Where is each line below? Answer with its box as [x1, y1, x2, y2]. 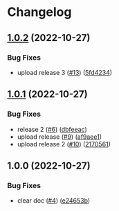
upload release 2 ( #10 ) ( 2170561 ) [17, 140, 111, 148]
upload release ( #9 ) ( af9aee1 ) [17, 133, 102, 141]
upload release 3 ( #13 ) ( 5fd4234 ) [17, 68, 113, 76]
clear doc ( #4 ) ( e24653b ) [17, 196, 91, 205]
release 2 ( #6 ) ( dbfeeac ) [17, 125, 88, 133]
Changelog [7, 4, 72, 20]
